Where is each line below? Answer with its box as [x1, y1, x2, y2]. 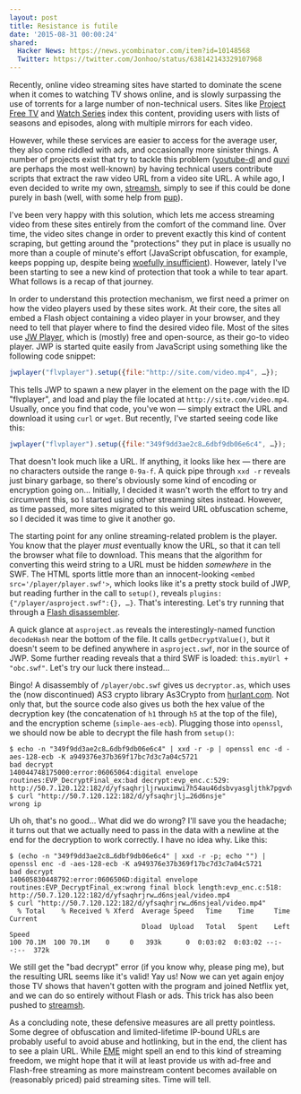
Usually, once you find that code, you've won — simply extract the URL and [9, 403, 288, 413]
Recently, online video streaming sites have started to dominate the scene [9, 80, 282, 90]
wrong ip [9, 799, 42, 808]
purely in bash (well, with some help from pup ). [9, 192, 184, 203]
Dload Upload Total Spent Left [142, 922, 291, 931]
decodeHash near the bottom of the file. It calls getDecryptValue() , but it [9, 633, 271, 644]
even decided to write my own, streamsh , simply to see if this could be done [9, 183, 291, 193]
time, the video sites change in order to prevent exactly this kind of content [9, 229, 287, 239]
